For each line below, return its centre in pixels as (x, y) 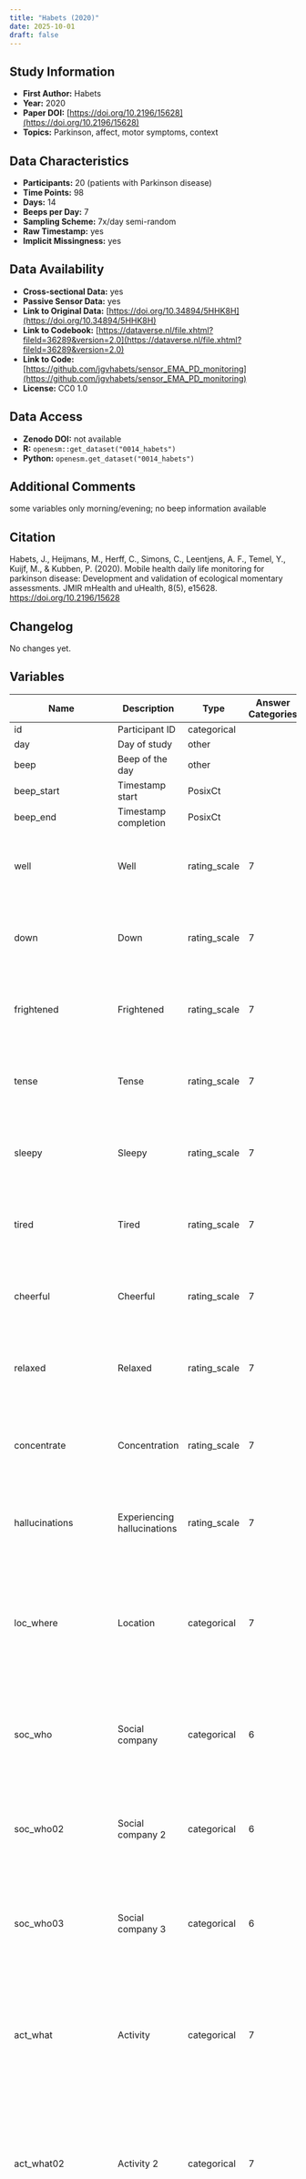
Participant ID (147, 729)
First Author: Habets (62, 94)
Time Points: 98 (53, 193)
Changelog (41, 626)
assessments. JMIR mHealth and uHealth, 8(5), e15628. (113, 588)
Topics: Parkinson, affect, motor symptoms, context (120, 132)
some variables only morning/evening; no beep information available (138, 509)
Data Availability (57, 270)
